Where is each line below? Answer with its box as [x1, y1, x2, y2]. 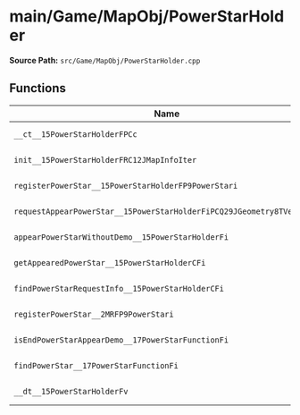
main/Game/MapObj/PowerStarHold [9, 6, 285, 27]
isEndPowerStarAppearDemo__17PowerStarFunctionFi [13, 335, 229, 345]
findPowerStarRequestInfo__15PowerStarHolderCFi [13, 284, 225, 293]
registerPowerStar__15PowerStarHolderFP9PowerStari [13, 181, 238, 191]
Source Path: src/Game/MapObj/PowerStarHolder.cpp [9, 55, 201, 65]
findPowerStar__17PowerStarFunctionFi [13, 360, 179, 370]
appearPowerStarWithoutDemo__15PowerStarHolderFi [13, 232, 229, 242]
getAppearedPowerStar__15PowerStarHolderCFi [13, 258, 206, 267]
